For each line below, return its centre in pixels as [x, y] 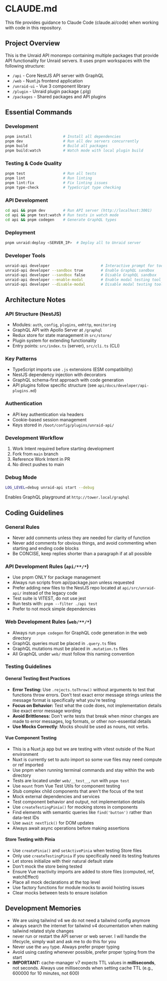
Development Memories [43, 908]
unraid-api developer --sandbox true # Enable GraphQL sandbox [80, 270]
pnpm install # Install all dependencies [63, 137]
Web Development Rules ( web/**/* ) [48, 622]
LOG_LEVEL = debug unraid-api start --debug [50, 488]
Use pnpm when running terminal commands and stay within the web [83, 770]
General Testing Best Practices [38, 678]
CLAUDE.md [31, 9]
